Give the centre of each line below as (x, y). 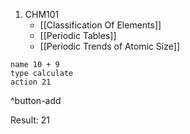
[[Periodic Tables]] (78, 35)
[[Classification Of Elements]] (100, 25)
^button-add (36, 100)
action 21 (31, 82)
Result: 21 (30, 120)
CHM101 (42, 14)
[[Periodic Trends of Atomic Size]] (109, 46)
